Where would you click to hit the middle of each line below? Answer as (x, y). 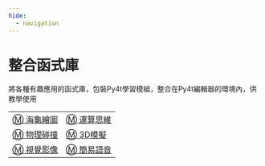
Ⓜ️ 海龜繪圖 (35, 119)
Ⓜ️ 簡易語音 (89, 150)
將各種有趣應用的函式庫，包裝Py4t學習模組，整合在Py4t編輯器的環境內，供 (132, 89)
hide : (17, 16)
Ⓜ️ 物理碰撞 (35, 135)
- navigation (37, 23)
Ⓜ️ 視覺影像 (35, 150)
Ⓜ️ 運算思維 (89, 119)
